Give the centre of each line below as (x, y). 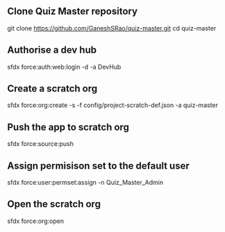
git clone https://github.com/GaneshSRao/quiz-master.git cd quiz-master (112, 28)
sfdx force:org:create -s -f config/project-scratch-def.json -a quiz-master (113, 105)
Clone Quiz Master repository (72, 11)
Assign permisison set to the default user (98, 166)
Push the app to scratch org (68, 127)
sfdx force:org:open (36, 221)
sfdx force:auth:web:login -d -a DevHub (64, 67)
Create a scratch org (52, 89)
